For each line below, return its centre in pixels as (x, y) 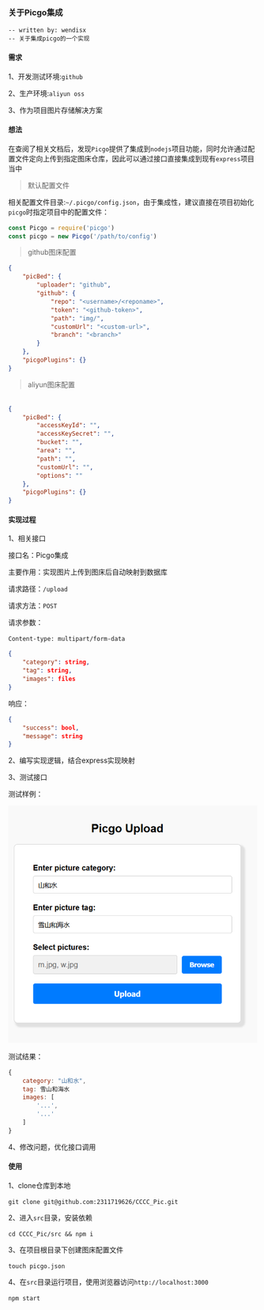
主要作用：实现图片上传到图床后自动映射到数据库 (88, 572)
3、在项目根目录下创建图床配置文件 (66, 1250)
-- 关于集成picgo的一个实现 (49, 39)
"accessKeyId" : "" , (69, 426)
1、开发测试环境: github (45, 76)
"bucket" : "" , (60, 442)
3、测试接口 (28, 778)
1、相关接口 (27, 539)
